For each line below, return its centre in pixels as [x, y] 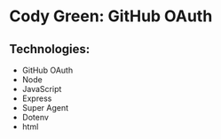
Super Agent [45, 108]
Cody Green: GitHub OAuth [111, 16]
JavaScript [42, 89]
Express [37, 98]
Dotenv [35, 117]
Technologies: [50, 49]
